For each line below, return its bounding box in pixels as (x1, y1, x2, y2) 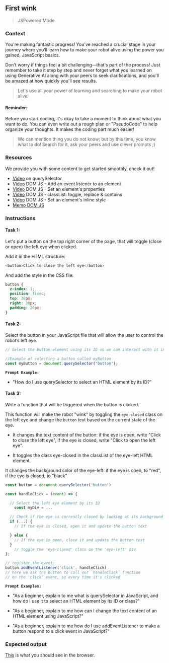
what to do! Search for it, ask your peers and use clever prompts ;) (17, 141, 155, 148)
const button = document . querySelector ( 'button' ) (5, 482, 112, 487)
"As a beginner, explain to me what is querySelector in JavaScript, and (12, 593, 158, 599)
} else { (10, 533, 28, 538)
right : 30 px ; (10, 301, 37, 306)
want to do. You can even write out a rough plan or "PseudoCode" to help (5, 121, 157, 127)
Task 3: (5, 390, 21, 397)
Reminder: (5, 104, 28, 110)
